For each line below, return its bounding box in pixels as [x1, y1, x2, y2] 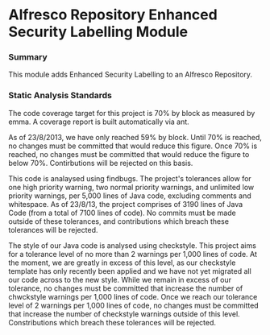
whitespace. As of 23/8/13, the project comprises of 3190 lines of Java [8, 199, 243, 209]
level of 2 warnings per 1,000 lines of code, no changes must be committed [8, 300, 260, 310]
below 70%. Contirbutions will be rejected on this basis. [8, 158, 193, 167]
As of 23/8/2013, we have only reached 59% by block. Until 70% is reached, [8, 132, 262, 142]
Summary [8, 52, 48, 63]
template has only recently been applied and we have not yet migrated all [8, 266, 251, 275]
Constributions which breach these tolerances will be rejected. [8, 317, 216, 327]
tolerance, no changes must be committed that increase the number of [8, 283, 243, 293]
